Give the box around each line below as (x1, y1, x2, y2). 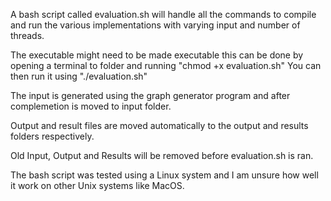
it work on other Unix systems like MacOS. (10, 180, 185, 191)
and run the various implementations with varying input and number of (10, 19, 301, 31)
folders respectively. (10, 130, 95, 142)
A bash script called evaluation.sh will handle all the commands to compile (10, 9, 317, 20)
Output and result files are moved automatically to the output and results (10, 120, 309, 131)
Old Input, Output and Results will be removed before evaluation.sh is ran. (10, 150, 314, 161)
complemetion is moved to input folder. (10, 100, 172, 112)
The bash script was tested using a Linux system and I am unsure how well (10, 169, 319, 181)
